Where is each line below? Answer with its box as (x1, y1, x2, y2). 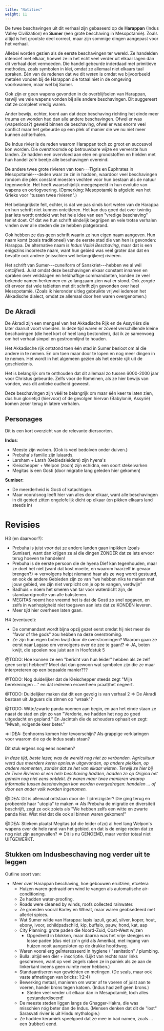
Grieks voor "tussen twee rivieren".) (5, 192, 77, 198)
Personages (5, 415, 42, 423)
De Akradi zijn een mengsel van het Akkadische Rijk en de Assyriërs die (5, 320, 149, 326)
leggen (5, 858, 27, 866)
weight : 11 (5, 12, 27, 17)
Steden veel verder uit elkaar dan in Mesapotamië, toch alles (26, 989, 149, 995)
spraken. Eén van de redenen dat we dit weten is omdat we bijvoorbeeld (5, 71, 150, 77)
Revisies (5, 519, 41, 531)
